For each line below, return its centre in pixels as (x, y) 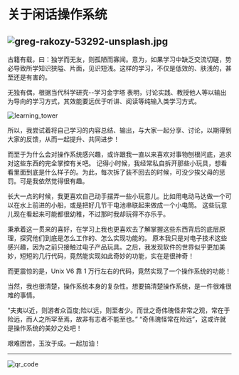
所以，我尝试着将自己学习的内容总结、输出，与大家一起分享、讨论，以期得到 (119, 130)
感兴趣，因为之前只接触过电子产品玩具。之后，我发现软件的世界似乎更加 (113, 247)
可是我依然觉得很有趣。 (54, 181)
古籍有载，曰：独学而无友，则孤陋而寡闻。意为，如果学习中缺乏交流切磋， (116, 59)
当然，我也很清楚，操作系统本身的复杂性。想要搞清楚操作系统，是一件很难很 (119, 286)
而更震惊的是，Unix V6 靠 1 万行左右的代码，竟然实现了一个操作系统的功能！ (119, 271)
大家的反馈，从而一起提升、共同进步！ (63, 139)
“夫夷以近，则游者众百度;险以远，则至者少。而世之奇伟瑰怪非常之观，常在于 (119, 310)
